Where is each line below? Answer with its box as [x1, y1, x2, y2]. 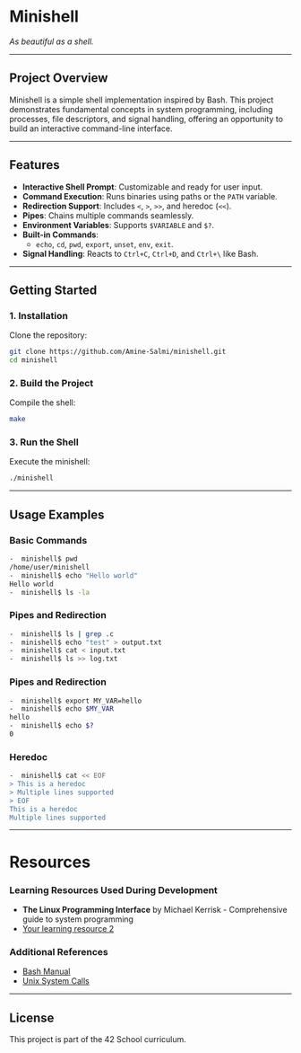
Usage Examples [9, 507, 105, 522]
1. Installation [9, 309, 69, 322]
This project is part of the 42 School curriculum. [9, 1034, 186, 1045]
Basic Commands [9, 534, 88, 546]
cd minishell [9, 356, 58, 365]
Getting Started [9, 282, 98, 297]
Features [9, 157, 60, 173]
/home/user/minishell [9, 562, 90, 571]
